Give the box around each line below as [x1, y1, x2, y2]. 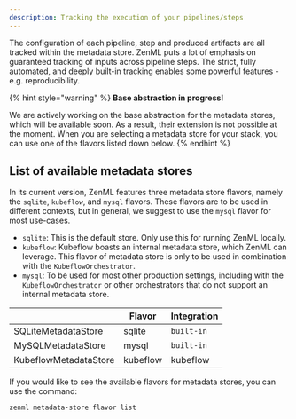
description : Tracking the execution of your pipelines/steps [9, 12, 244, 22]
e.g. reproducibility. [9, 75, 81, 85]
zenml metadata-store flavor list [9, 403, 137, 413]
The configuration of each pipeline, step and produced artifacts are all [9, 37, 266, 48]
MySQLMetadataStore [13, 339, 106, 352]
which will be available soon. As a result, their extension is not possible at [9, 119, 277, 130]
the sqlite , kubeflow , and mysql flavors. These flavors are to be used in [9, 196, 269, 207]
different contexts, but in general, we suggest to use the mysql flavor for [9, 206, 272, 217]
